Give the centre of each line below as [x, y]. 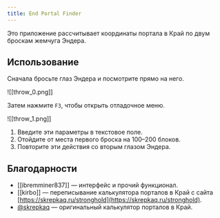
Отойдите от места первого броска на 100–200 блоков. [99, 139]
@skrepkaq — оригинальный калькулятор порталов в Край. [105, 207]
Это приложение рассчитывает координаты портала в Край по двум [109, 33]
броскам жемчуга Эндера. [47, 40]
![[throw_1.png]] [29, 119]
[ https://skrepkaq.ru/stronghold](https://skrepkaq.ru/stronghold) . [109, 200]
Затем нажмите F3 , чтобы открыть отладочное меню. [86, 106]
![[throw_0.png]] [30, 92]
